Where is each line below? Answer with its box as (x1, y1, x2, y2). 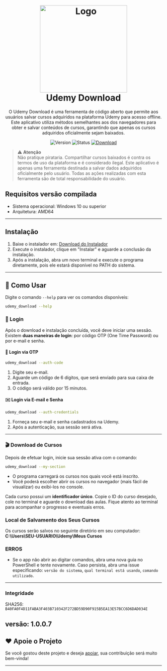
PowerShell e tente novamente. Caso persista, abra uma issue (12, 562, 140, 568)
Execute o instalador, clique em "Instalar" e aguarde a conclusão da (12, 246, 152, 252)
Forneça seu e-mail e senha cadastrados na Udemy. (12, 418, 120, 424)
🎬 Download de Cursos (5, 441, 62, 448)
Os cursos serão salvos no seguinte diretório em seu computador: (5, 528, 141, 534)
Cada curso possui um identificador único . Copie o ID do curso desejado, (5, 493, 158, 499)
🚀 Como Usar (5, 281, 47, 289)
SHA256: (5, 601, 24, 607)
